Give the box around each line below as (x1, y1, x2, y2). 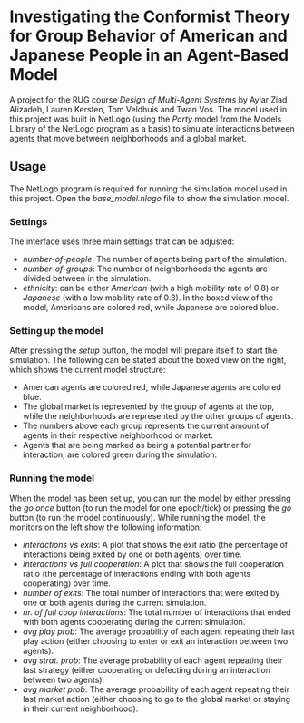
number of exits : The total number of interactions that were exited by (22, 587, 280, 598)
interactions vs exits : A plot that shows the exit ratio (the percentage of (22, 539, 289, 550)
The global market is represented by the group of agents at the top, (22, 401, 275, 412)
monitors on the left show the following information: (9, 522, 202, 532)
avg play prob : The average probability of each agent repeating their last (22, 626, 295, 637)
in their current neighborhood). (22, 703, 139, 714)
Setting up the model (9, 324, 103, 337)
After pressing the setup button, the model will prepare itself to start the (9, 345, 278, 356)
